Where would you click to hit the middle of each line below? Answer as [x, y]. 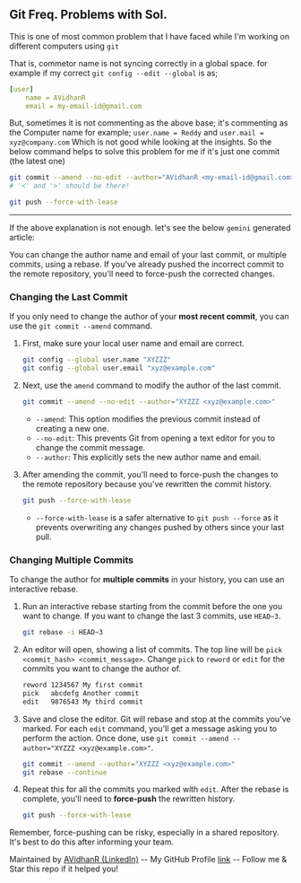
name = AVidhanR [56, 98]
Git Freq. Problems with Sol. [88, 15]
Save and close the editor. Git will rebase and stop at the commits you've [156, 719]
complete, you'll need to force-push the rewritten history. [129, 799]
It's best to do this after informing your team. [92, 842]
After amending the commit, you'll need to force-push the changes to [150, 474]
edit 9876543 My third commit [82, 702]
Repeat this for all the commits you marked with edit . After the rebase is [155, 790]
